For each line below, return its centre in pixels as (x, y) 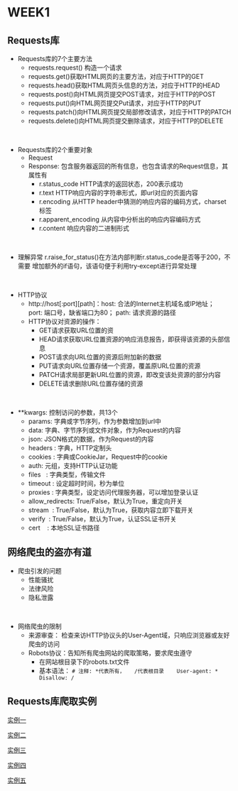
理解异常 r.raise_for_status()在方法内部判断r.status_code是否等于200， (121, 257)
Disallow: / (56, 678)
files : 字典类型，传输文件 (67, 474)
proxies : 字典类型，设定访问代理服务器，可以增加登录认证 (113, 492)
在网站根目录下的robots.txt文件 (84, 662)
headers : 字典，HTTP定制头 (70, 448)
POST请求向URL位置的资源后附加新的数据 (100, 357)
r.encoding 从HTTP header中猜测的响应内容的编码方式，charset (132, 202)
